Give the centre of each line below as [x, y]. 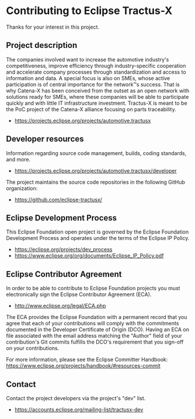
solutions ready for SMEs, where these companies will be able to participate [97, 97]
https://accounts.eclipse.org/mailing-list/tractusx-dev [79, 410]
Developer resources [45, 139]
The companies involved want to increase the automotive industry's [88, 59]
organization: [22, 188]
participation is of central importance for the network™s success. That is [93, 84]
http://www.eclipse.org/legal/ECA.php [60, 306]
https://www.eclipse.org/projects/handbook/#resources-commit [83, 366]
